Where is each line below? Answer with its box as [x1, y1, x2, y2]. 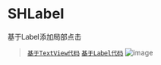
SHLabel [7, 5, 65, 23]
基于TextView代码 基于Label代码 [26, 49, 124, 57]
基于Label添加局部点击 [7, 32, 81, 41]
